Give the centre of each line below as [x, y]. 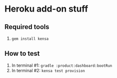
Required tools [27, 27]
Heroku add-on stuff [46, 9]
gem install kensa [30, 39]
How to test [22, 54]
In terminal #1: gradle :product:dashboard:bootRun [62, 65]
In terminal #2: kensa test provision [48, 70]
